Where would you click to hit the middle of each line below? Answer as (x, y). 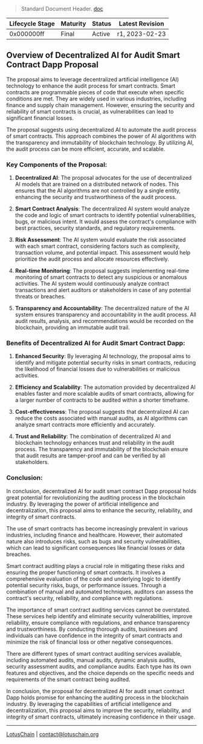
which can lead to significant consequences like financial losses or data (96, 547)
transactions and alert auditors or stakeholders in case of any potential (103, 290)
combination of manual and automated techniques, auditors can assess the (100, 592)
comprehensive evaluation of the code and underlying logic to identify (94, 579)
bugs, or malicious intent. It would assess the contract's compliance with (105, 222)
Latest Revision (141, 24)
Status (102, 24)
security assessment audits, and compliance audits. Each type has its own (99, 666)
